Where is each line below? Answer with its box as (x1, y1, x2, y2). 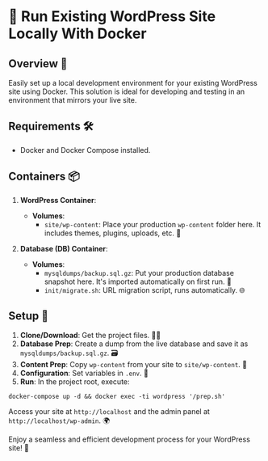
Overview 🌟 (8, 57, 68, 70)
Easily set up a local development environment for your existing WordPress (8, 78, 258, 87)
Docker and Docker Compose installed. (19, 145, 151, 154)
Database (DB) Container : (19, 243, 108, 253)
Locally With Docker (8, 24, 147, 43)
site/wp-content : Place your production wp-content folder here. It (44, 219, 262, 229)
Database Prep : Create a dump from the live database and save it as (19, 339, 249, 349)
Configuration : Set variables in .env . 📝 (19, 368, 149, 379)
